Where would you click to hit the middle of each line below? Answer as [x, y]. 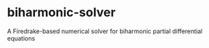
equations [21, 38]
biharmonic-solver [61, 13]
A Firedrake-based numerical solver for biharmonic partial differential [105, 31]
